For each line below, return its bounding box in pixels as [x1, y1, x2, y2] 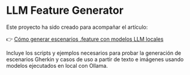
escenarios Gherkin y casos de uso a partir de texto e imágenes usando [6, 55, 184, 63]
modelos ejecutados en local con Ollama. [6, 62, 108, 69]
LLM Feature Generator [6, 4, 124, 17]
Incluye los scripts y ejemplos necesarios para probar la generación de [6, 49, 182, 56]
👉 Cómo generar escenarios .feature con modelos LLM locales [6, 35, 164, 43]
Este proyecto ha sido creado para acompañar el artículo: [6, 23, 148, 31]
